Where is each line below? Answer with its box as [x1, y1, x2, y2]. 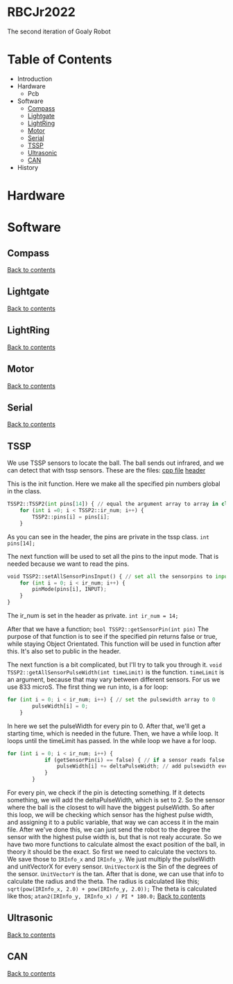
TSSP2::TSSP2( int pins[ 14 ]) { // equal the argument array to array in [7, 500, 218, 508]
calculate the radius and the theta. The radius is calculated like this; [7, 878, 200, 885]
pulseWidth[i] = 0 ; [32, 702, 89, 710]
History [17, 163, 39, 171]
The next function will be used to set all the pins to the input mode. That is [7, 552, 219, 560]
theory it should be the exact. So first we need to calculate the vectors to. [7, 848, 217, 856]
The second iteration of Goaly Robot [7, 27, 111, 35]
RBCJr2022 [7, 4, 76, 20]
